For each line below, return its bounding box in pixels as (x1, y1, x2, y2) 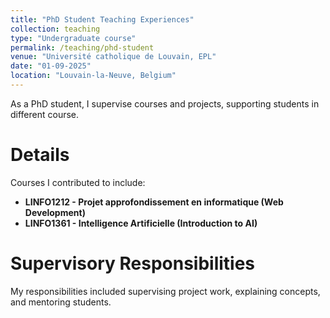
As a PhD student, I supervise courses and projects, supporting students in (10, 97, 320, 110)
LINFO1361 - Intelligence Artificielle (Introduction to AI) (24, 217, 258, 229)
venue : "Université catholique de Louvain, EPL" (10, 52, 217, 62)
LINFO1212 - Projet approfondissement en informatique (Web (24, 196, 284, 208)
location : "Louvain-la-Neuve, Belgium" (10, 71, 177, 81)
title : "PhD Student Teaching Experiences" (10, 14, 195, 25)
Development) (24, 206, 86, 218)
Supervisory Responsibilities (10, 252, 256, 275)
